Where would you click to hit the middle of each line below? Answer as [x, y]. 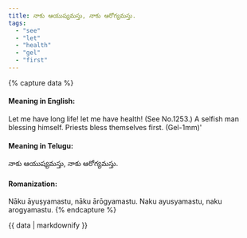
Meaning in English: [42, 101]
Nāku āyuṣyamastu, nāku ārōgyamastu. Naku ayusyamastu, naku [116, 201]
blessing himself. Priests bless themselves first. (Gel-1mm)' [105, 128]
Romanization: [33, 184]
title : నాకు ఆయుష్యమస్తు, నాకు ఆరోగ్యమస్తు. [73, 16]
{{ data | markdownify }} [48, 225]
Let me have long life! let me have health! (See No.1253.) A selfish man [123, 119]
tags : [17, 23]
